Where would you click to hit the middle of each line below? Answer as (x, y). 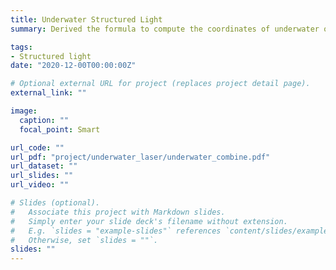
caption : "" (44, 120)
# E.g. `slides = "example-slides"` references (116, 231)
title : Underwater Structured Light (86, 19)
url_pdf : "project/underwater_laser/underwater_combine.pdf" (140, 157)
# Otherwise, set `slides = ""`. (84, 240)
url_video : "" (40, 185)
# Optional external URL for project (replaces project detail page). (160, 84)
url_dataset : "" (44, 166)
